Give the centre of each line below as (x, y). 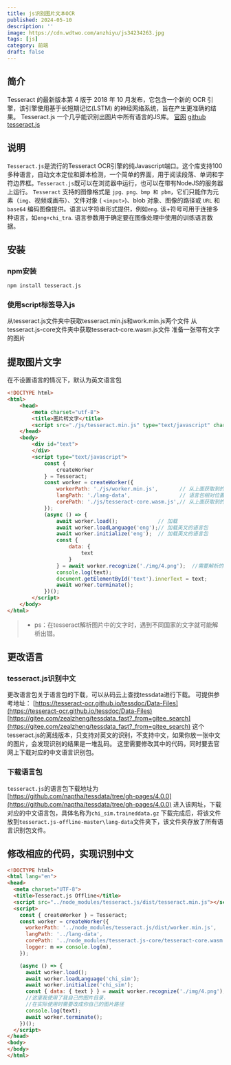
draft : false (26, 52)
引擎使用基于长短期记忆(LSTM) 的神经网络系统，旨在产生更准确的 (118, 108)
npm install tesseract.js (44, 286)
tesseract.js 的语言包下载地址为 (53, 788)
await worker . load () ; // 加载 (117, 521)
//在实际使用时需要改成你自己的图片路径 (75, 1004)
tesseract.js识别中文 (42, 679)
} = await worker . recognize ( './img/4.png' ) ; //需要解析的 (140, 566)
